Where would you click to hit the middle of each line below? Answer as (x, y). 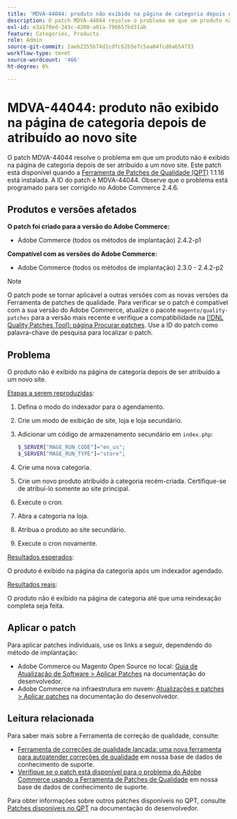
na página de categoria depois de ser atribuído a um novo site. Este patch (115, 165)
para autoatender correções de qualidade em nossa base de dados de (120, 757)
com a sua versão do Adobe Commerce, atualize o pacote (92, 310)
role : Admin (25, 40)
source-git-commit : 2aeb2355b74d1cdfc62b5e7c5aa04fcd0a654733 (101, 47)
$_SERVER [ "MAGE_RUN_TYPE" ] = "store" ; (71, 454)
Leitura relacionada (51, 719)
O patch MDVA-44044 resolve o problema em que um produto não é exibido (119, 157)
